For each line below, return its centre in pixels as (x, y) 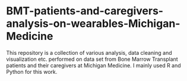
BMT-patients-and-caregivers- (85, 11)
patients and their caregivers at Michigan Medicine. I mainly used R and (93, 65)
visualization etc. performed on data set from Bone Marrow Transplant (92, 59)
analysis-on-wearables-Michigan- (93, 24)
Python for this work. (32, 71)
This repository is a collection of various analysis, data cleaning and (89, 52)
